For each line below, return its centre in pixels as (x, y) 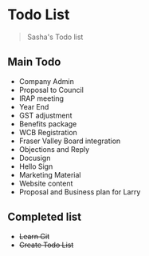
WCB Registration (48, 132)
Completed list (45, 217)
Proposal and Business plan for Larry (80, 192)
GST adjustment (45, 115)
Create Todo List (46, 245)
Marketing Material (50, 174)
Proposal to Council (51, 90)
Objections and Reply (54, 149)
